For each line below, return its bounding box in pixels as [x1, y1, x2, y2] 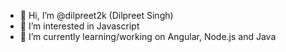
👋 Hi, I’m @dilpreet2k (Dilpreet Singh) [19, 10, 174, 21]
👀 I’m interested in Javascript [19, 20, 140, 32]
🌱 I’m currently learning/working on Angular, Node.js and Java [19, 31, 277, 42]
